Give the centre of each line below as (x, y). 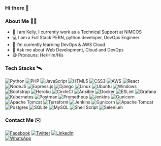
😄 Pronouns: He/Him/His (38, 55)
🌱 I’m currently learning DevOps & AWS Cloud (59, 45)
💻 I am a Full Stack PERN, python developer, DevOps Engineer (76, 38)
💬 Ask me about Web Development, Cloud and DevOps (68, 50)
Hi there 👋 (17, 8)
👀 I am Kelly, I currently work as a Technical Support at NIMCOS (77, 32)
